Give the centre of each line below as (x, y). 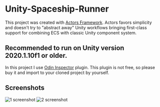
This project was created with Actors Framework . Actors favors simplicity (79, 22)
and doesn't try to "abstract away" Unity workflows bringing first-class (76, 27)
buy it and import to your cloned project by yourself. (57, 72)
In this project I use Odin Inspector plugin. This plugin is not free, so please (80, 67)
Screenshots (25, 88)
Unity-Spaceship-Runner (57, 9)
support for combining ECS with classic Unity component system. (71, 33)
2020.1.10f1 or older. (36, 56)
